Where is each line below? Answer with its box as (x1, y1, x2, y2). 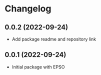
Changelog (4, 3, 51, 14)
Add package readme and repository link (11, 36, 96, 42)
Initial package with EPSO (11, 63, 65, 70)
